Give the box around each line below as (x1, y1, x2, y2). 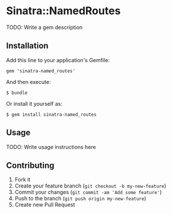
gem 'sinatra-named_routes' (6, 68, 76, 74)
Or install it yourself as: (6, 100, 62, 107)
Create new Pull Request (14, 201, 75, 208)
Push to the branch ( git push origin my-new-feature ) (14, 195, 146, 202)
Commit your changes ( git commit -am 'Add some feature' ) (14, 189, 162, 196)
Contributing (6, 160, 55, 170)
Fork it (14, 176, 31, 183)
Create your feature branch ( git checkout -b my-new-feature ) (14, 182, 167, 190)
